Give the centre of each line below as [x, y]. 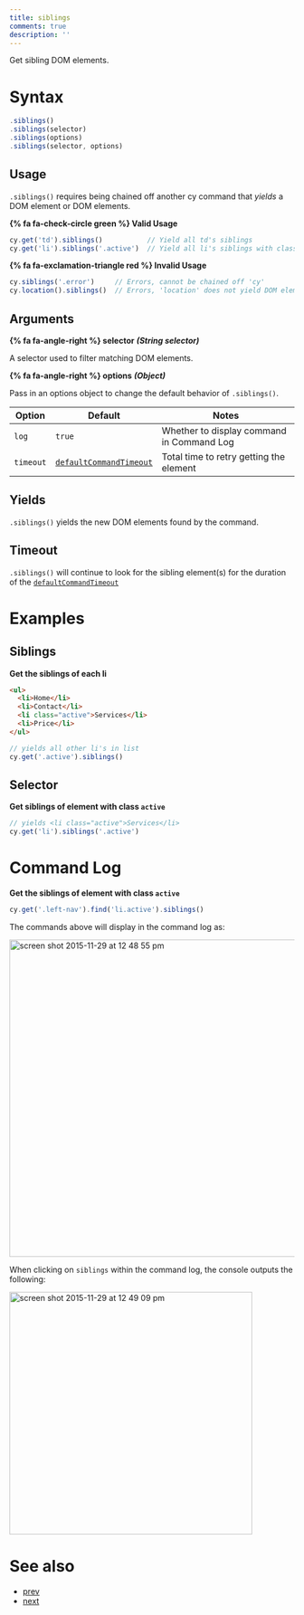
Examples [47, 618]
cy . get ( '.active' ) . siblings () [66, 756]
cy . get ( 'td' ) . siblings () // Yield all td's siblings [131, 240]
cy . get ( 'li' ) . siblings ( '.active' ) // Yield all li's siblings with [141, 248]
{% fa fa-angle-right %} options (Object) [87, 375]
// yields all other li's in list [75, 748]
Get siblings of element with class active [87, 807]
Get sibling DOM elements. [59, 61]
